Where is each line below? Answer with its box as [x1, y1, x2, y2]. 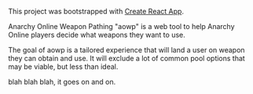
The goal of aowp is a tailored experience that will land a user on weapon [8, 45, 245, 54]
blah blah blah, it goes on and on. [8, 78, 116, 86]
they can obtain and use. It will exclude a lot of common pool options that [8, 54, 245, 63]
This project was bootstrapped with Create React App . [8, 7, 185, 16]
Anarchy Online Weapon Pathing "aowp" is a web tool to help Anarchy [8, 22, 235, 31]
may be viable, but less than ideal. [8, 62, 119, 71]
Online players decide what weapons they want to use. [8, 31, 186, 39]
